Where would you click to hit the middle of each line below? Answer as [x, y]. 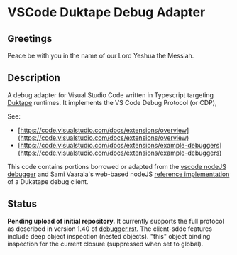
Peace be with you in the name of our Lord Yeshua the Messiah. [101, 55]
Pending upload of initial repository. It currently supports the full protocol [116, 221]
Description [34, 78]
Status [22, 204]
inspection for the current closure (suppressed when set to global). [105, 244]
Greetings [30, 39]
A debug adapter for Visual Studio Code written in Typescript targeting [111, 95]
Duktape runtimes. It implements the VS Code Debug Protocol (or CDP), [112, 102]
